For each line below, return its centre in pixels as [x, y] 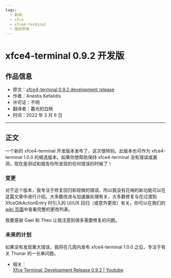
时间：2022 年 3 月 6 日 [37, 115]
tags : [11, 10]
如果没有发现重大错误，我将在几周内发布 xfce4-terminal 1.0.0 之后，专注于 [83, 247]
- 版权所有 [20, 29]
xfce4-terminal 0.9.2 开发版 [65, 56]
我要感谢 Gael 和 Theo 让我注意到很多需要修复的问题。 [63, 220]
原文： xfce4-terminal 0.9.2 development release [63, 89]
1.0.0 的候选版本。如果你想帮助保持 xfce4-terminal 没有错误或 [88, 157]
